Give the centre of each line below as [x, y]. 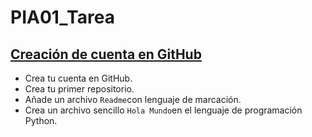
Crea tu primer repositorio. [79, 89]
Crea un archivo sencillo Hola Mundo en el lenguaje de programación [163, 110]
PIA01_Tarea [62, 17]
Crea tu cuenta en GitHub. [78, 78]
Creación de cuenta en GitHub [106, 54]
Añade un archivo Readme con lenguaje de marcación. [133, 99]
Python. [41, 120]
